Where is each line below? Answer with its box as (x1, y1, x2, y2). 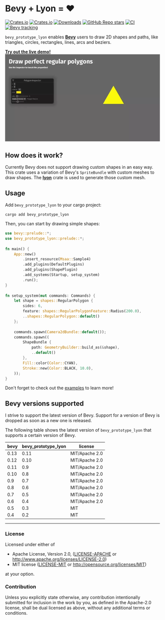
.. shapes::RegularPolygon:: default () (23, 314, 100, 319)
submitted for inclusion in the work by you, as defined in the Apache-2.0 (5, 600, 151, 606)
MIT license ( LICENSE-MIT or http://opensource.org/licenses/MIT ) (12, 561, 147, 567)
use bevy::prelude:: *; (5, 231, 52, 236)
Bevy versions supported (5, 399, 84, 407)
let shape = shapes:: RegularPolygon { (14, 298, 93, 303)
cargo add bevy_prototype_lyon (5, 212, 69, 217)
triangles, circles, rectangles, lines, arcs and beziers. (5, 39, 111, 45)
